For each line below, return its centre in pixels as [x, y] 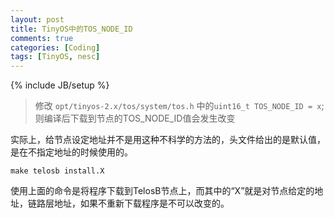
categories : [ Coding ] [55, 47]
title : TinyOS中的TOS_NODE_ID [71, 29]
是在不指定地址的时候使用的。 [71, 152]
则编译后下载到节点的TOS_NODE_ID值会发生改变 [135, 118]
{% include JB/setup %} [60, 85]
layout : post [37, 19]
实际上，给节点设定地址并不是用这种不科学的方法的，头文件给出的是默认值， [168, 140]
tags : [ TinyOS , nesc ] [55, 57]
